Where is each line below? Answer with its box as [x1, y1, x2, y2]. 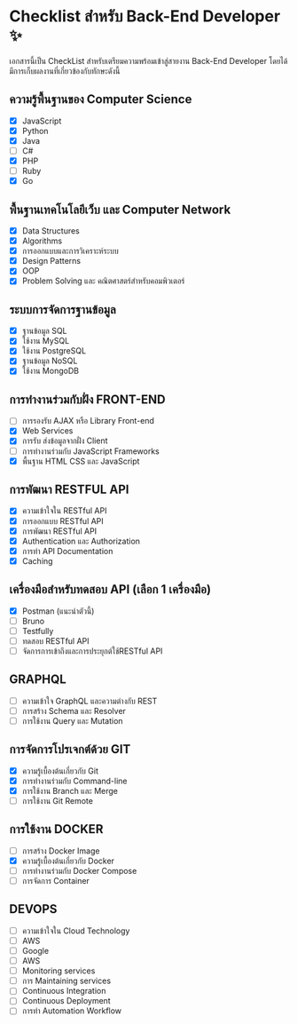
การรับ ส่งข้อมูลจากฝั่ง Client [21, 435, 108, 446]
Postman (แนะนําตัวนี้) [21, 606, 95, 616]
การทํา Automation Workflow [21, 1005, 122, 1016]
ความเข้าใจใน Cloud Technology [21, 925, 130, 936]
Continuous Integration [21, 986, 106, 996]
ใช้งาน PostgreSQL [21, 345, 87, 356]
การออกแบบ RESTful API [21, 515, 104, 526]
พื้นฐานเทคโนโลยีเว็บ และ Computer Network [9, 202, 231, 217]
